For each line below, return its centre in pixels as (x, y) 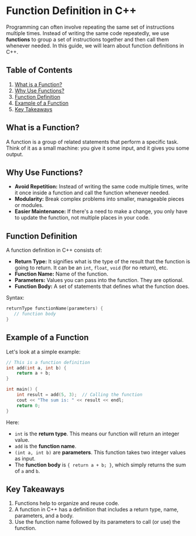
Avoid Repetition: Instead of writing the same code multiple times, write (101, 187)
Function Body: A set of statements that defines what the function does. (102, 286)
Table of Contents (39, 71)
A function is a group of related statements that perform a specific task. (92, 142)
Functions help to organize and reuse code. (67, 503)
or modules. (29, 205)
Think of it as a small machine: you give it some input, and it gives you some (98, 148)
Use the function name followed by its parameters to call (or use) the (97, 522)
